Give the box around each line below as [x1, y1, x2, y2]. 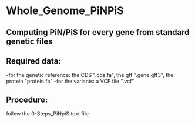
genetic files [6, 36, 53, 46]
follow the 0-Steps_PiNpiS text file [6, 110, 89, 117]
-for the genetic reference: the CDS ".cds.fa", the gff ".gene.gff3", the [6, 72, 174, 79]
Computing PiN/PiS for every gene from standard [6, 27, 190, 37]
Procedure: [6, 94, 48, 104]
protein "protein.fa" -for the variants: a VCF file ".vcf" [6, 78, 135, 85]
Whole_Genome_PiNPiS [6, 4, 125, 17]
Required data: [6, 56, 62, 66]
